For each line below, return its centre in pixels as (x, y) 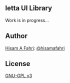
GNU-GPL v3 (19, 76)
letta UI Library (29, 8)
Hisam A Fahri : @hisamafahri (35, 48)
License (18, 64)
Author (16, 36)
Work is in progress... (27, 20)
